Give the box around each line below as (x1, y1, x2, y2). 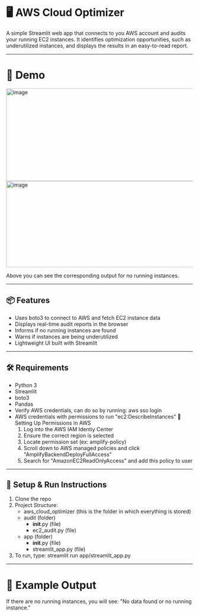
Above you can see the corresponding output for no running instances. (6, 272, 179, 279)
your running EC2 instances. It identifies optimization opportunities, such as (6, 36, 191, 43)
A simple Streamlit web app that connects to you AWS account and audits (6, 29, 186, 37)
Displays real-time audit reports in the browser (14, 320, 129, 328)
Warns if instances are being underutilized (14, 333, 118, 340)
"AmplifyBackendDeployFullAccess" (23, 451, 113, 458)
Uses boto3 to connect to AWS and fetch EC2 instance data (14, 314, 161, 321)
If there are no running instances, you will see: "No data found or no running (6, 598, 192, 605)
